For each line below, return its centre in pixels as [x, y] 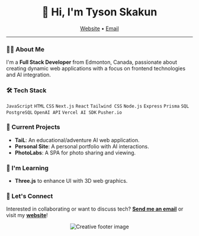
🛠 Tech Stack [26, 90]
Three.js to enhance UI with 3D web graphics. [71, 181]
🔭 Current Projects [33, 127]
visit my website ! [27, 215]
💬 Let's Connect [30, 196]
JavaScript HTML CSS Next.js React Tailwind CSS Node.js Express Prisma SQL [98, 106]
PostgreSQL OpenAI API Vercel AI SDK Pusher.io [64, 112]
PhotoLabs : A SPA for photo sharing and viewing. [75, 153]
